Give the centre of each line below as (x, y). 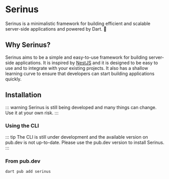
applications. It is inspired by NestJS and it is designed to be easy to (87, 63)
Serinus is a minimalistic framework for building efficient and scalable (78, 23)
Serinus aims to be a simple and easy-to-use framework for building (77, 57)
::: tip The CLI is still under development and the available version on (77, 137)
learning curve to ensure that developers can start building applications (80, 73)
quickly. (13, 79)
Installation (23, 95)
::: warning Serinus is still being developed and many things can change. (81, 107)
